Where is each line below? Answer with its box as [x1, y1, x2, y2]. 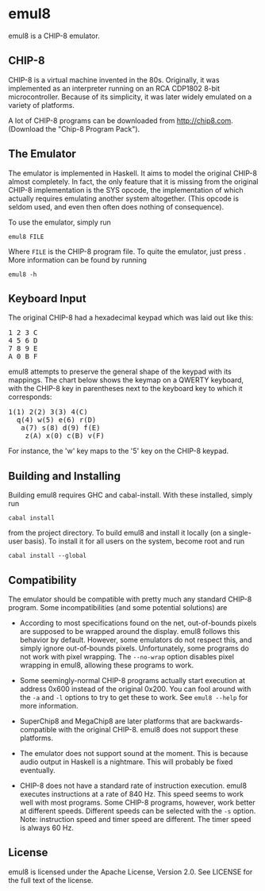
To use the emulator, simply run [8, 217, 111, 227]
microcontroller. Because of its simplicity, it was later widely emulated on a [8, 92, 252, 102]
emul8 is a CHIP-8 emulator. [8, 31, 101, 40]
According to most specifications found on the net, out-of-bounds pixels [19, 618, 257, 628]
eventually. [19, 766, 56, 774]
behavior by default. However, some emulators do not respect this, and [19, 636, 252, 644]
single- [229, 528, 252, 538]
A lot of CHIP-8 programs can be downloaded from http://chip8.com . [8, 116, 234, 125]
